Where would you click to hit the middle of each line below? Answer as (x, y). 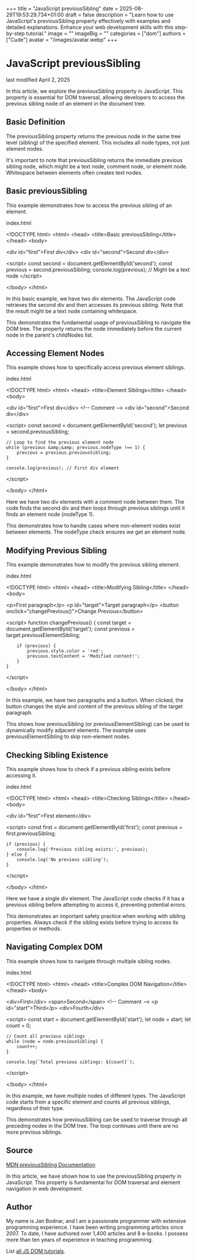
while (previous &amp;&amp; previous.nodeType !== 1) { (76, 448)
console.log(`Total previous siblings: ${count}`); (70, 1062)
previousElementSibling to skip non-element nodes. (68, 736)
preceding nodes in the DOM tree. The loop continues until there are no (92, 1125)
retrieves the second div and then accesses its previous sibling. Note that (95, 304)
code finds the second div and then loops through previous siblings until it (96, 508)
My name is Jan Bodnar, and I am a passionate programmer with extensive (96, 1221)
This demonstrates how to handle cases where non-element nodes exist (93, 526)
